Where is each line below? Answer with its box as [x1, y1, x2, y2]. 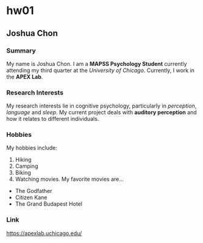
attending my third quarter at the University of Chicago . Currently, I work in [6, 67, 195, 74]
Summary [6, 46, 37, 55]
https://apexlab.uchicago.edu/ [6, 230, 82, 237]
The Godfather [15, 187, 52, 195]
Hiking [15, 156, 32, 164]
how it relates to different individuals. [6, 115, 99, 123]
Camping [15, 162, 38, 170]
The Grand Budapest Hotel [15, 200, 82, 208]
